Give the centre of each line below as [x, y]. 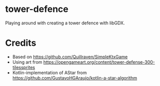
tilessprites [24, 67]
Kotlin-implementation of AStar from [50, 73]
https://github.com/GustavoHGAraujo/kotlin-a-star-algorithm [75, 78]
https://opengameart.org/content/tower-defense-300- [99, 62]
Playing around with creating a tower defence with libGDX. [65, 23]
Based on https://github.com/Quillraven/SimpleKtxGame [70, 57]
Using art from [27, 62]
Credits [21, 43]
